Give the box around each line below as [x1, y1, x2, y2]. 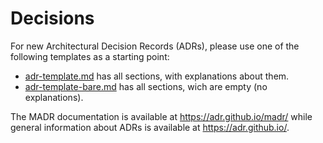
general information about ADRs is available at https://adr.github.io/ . [10, 121, 290, 133]
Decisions [10, 7, 95, 30]
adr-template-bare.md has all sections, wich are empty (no [24, 80, 268, 92]
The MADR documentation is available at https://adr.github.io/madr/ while [10, 110, 313, 122]
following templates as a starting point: [10, 50, 170, 62]
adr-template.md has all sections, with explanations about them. [24, 70, 290, 82]
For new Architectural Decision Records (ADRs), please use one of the [10, 40, 300, 52]
